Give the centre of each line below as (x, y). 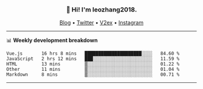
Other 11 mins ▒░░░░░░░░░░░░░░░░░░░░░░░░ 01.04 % (93, 69)
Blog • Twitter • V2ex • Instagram (101, 23)
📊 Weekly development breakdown (52, 40)
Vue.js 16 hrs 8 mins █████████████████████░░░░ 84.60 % (93, 54)
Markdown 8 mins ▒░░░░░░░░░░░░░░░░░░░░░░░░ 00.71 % (93, 75)
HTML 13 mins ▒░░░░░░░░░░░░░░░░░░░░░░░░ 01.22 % (93, 64)
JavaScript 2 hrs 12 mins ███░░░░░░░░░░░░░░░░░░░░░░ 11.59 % (93, 59)
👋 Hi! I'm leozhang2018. (101, 10)
